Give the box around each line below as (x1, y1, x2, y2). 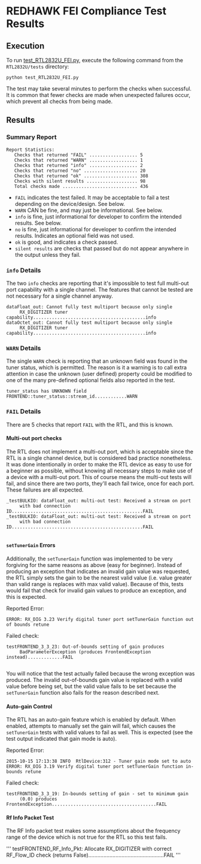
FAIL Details (6, 407, 41, 416)
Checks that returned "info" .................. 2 (14, 162, 144, 168)
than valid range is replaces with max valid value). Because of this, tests (6, 580, 184, 587)
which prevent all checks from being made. (6, 98, 113, 105)
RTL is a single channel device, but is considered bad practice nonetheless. (6, 454, 193, 462)
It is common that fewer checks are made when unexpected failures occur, (6, 92, 190, 98)
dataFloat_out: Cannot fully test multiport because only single (6, 304, 172, 310)
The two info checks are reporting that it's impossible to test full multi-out (6, 280, 190, 287)
